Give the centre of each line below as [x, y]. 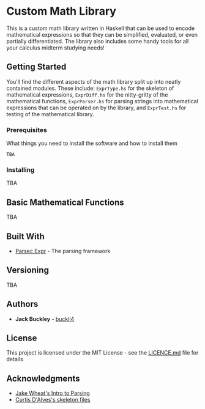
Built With [25, 236]
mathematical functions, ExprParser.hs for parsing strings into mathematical [102, 101]
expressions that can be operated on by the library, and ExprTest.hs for [96, 108]
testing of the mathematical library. [50, 114]
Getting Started [36, 67]
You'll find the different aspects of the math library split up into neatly [94, 81]
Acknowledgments [43, 378]
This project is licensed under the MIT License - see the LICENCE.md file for [102, 353]
